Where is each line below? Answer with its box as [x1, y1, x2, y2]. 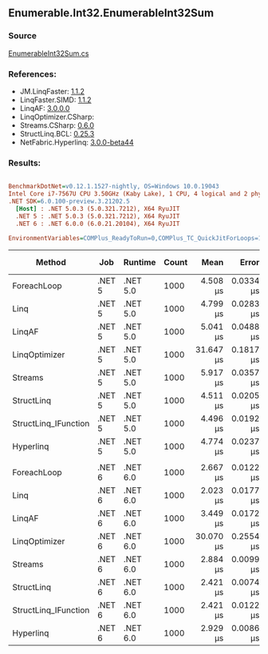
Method [35, 257, 66, 268]
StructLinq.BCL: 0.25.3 [19, 129, 95, 138]
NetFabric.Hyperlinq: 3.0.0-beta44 [19, 137, 134, 147]
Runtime [123, 257, 156, 268]
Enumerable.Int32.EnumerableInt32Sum [8, 6, 214, 20]
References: [8, 68, 57, 79]
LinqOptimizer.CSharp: [19, 112, 94, 121]
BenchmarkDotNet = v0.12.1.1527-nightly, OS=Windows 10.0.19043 [8, 183, 219, 191]
